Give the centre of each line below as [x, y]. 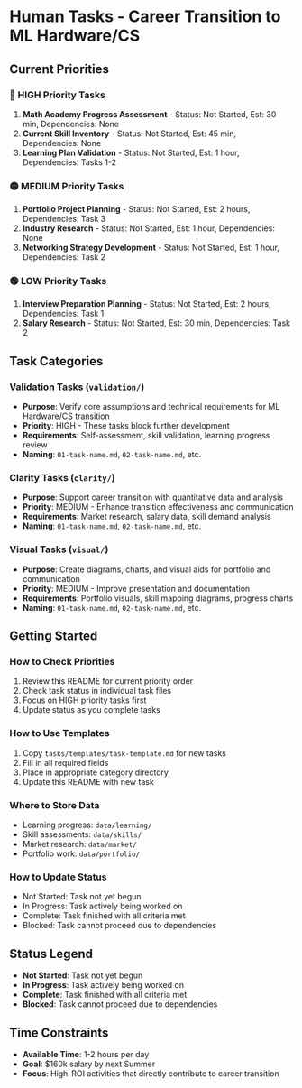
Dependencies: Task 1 [63, 314]
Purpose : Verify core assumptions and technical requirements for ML [151, 407]
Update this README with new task [88, 781]
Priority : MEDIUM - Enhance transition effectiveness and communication [158, 507]
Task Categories [56, 361]
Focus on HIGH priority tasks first [84, 700]
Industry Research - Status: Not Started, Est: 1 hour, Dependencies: [148, 228]
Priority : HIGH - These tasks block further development [126, 426]
